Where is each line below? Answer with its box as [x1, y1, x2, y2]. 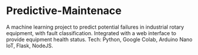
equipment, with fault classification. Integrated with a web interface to [6, 29, 176, 36]
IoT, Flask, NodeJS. [6, 42, 53, 49]
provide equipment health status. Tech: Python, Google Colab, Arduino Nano [6, 36, 193, 43]
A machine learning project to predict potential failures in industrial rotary [6, 23, 184, 30]
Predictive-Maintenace [6, 4, 122, 18]
